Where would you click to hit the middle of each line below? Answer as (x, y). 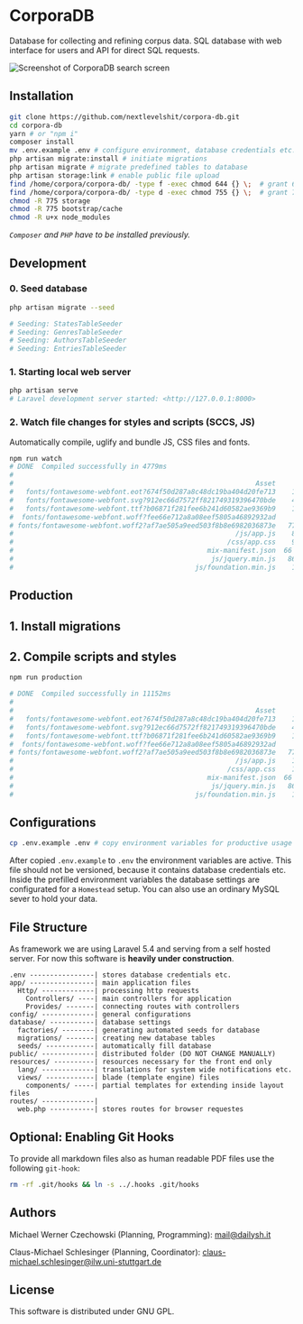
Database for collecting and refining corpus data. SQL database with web (146, 41)
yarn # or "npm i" (44, 133)
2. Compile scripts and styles (93, 656)
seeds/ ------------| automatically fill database (115, 1046)
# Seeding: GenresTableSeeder (66, 332)
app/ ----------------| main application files (101, 983)
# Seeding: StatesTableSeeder (66, 324)
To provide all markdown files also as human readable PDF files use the (142, 1158)
